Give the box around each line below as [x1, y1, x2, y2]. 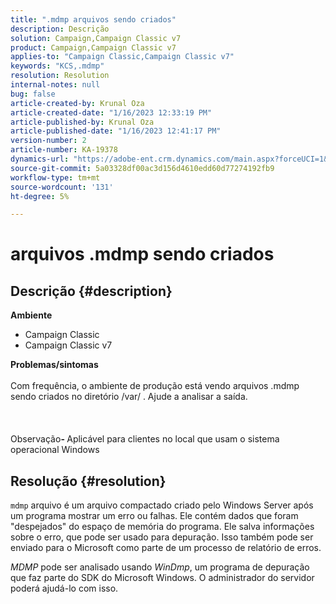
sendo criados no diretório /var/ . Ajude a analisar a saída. [10, 391, 248, 403]
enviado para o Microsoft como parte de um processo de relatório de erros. [10, 542, 322, 554]
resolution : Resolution [10, 71, 110, 81]
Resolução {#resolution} [10, 472, 167, 490]
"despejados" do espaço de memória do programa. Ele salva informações [10, 521, 315, 533]
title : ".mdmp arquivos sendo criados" [10, 14, 177, 25]
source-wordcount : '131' [10, 182, 114, 192]
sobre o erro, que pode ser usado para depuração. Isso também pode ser [10, 531, 314, 543]
